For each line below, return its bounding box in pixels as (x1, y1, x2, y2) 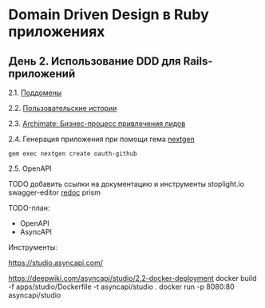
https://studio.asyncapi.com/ (8, 258, 104, 267)
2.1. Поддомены (8, 88, 62, 97)
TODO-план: (8, 203, 50, 212)
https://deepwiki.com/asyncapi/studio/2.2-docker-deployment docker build (8, 274, 257, 282)
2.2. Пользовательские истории (8, 104, 117, 113)
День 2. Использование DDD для (8, 54, 181, 68)
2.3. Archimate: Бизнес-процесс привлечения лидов (8, 119, 186, 128)
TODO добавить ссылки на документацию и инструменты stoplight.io (8, 180, 245, 188)
